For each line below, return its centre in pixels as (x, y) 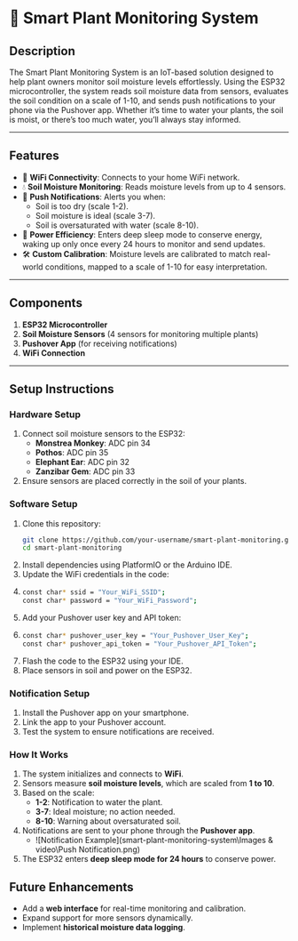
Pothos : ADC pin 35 (72, 453)
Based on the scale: (58, 793)
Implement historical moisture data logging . (104, 928)
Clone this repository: (61, 523)
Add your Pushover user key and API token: (102, 618)
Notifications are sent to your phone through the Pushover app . (138, 831)
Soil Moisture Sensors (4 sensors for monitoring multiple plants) (140, 334)
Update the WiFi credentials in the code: (95, 575)
